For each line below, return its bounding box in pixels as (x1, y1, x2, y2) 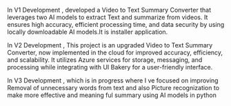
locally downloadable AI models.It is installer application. (7, 28, 168, 36)
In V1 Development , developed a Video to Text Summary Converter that (7, 6, 212, 14)
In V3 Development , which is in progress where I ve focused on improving (7, 76, 219, 85)
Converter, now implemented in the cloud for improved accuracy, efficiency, (7, 48, 223, 56)
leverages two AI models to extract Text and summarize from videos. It (7, 13, 208, 21)
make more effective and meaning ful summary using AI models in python (7, 91, 217, 99)
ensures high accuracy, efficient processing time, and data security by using (7, 21, 225, 28)
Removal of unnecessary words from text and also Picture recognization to (7, 84, 219, 92)
